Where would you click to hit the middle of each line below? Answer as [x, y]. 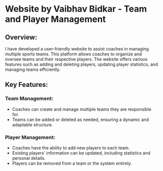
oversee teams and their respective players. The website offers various [76, 59]
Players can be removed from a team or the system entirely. [72, 163]
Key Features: [27, 85]
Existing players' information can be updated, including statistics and [81, 153]
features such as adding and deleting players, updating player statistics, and [81, 64]
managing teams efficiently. [33, 69]
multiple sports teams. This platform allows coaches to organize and [73, 54]
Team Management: [29, 99]
